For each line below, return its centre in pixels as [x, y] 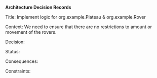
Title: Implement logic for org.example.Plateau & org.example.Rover [75, 17]
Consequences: [22, 61]
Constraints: [18, 71]
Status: [13, 52]
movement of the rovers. [31, 32]
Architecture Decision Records [38, 7]
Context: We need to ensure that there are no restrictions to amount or [78, 27]
